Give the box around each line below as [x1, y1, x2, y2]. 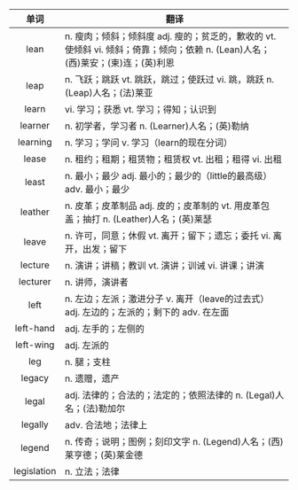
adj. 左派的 [65, 339, 109, 351]
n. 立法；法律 [65, 465, 120, 478]
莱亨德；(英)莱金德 [65, 449, 144, 461]
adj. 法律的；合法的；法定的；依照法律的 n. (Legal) [65, 389, 276, 401]
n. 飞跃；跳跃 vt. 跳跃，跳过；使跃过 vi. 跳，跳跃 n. [65, 74, 275, 85]
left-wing [14, 338, 55, 351]
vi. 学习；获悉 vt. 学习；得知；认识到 [65, 104, 217, 115]
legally [20, 418, 49, 431]
